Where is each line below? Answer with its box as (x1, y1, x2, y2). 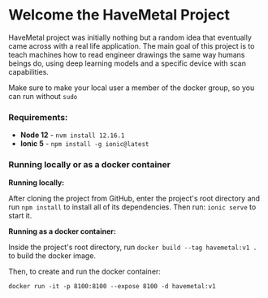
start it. (8, 210, 32, 220)
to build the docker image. (8, 250, 96, 261)
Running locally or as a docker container (8, 159, 171, 171)
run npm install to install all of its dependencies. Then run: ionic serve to (8, 201, 257, 212)
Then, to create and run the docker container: (8, 266, 161, 276)
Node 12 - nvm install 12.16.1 (19, 130, 125, 140)
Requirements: (8, 111, 68, 123)
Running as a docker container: (8, 226, 116, 236)
